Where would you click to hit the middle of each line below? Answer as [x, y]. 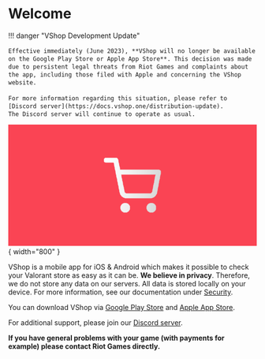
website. [22, 82]
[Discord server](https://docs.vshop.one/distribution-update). [116, 106]
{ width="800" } [34, 252]
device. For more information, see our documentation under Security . [121, 292]
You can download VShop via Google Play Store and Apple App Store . [121, 307]
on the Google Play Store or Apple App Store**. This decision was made [130, 59]
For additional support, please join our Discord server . [95, 323]
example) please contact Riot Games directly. [84, 346]
